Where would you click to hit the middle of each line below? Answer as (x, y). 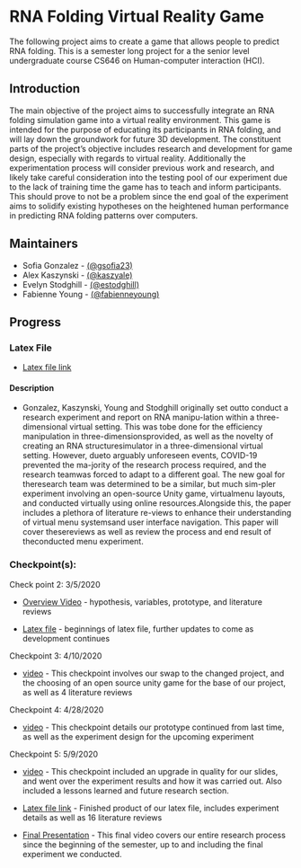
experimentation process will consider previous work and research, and (142, 167)
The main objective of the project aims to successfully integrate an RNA (142, 111)
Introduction (45, 89)
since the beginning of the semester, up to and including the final (142, 844)
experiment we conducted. (72, 854)
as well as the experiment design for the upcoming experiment (138, 736)
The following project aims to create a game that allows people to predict (145, 41)
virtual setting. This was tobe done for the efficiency (166, 427)
